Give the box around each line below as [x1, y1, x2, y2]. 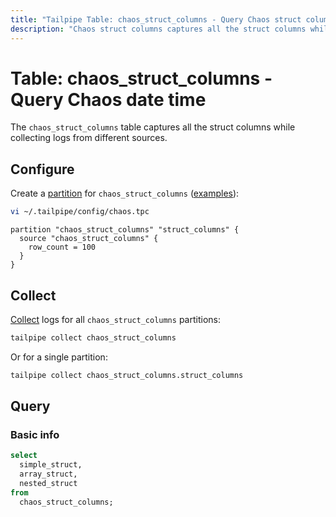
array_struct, [19, 469, 78, 480]
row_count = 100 [28, 242, 97, 253]
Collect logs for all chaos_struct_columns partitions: [10, 313, 221, 325]
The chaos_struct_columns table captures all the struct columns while [10, 121, 296, 133]
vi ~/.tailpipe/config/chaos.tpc [10, 207, 150, 217]
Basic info [10, 428, 60, 441]
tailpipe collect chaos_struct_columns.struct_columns [10, 370, 244, 380]
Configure [10, 161, 75, 178]
